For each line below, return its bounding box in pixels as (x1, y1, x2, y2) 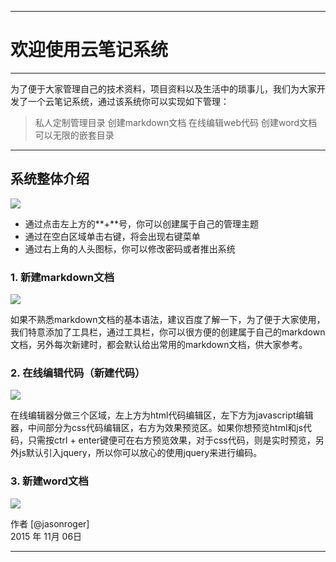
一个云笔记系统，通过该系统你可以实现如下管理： (27, 95, 230, 107)
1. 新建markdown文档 (10, 270, 115, 284)
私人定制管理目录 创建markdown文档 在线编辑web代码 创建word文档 (34, 116, 318, 128)
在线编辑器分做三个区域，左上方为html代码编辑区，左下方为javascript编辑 (10, 409, 314, 421)
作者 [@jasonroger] (10, 517, 90, 530)
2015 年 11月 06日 (10, 530, 83, 542)
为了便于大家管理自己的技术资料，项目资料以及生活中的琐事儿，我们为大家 (10, 82, 317, 95)
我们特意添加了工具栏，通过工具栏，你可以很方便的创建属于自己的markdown (10, 326, 326, 338)
